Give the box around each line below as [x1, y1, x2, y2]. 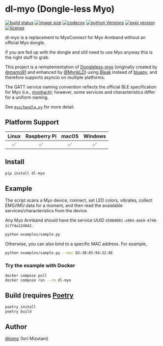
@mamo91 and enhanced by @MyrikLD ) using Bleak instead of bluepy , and [5, 69, 158, 75]
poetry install [5, 304, 36, 309]
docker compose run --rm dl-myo [5, 278, 71, 283]
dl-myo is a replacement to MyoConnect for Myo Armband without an [5, 34, 146, 40]
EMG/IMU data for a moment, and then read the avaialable [5, 202, 123, 208]
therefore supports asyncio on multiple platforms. [5, 74, 106, 80]
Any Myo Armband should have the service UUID [5, 217, 105, 223]
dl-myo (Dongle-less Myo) [5, 3, 115, 15]
